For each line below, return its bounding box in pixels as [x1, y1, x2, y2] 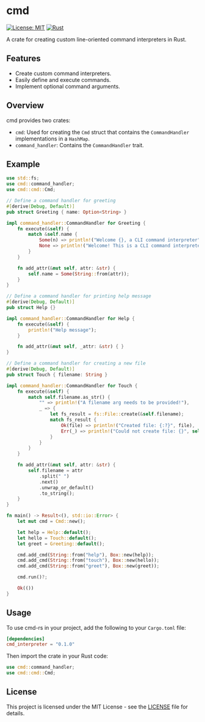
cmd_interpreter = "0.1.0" [6, 641, 75, 647]
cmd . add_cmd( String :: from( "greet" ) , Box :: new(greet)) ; [17, 563, 160, 569]
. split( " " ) [38, 473, 70, 480]
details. [6, 709, 25, 717]
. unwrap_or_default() [38, 484, 95, 490]
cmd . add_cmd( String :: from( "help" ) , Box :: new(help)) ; [17, 552, 154, 558]
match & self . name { [28, 232, 78, 238]
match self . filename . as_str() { [28, 394, 111, 400]
